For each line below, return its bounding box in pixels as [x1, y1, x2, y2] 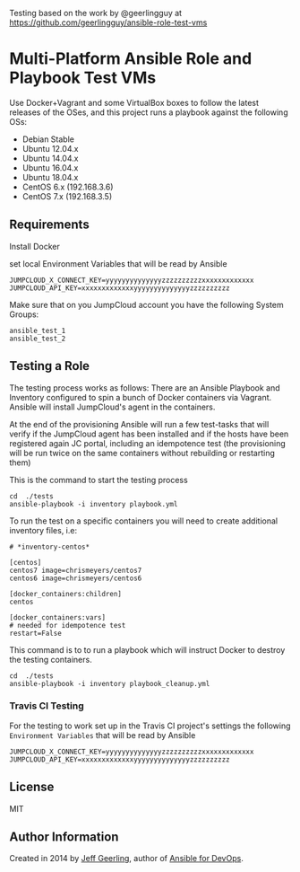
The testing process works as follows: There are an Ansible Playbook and [9, 382, 280, 393]
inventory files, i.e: [9, 524, 78, 535]
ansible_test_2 [9, 334, 66, 343]
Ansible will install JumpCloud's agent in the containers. [9, 401, 216, 412]
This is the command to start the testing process [9, 474, 188, 485]
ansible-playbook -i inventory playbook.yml [9, 499, 178, 508]
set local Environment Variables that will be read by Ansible [9, 258, 227, 269]
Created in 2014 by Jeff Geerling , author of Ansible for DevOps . [9, 853, 244, 864]
